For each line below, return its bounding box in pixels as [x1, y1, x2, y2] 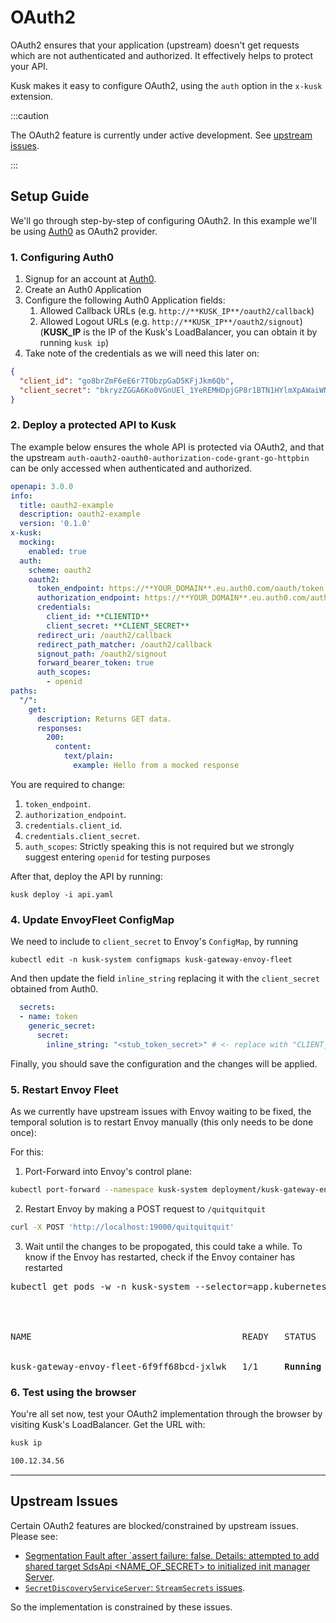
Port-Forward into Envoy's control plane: [24, 1165, 192, 1177]
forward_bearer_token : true [36, 658, 155, 668]
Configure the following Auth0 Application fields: [24, 294, 226, 306]
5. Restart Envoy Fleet [10, 1082, 119, 1096]
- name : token [19, 1012, 78, 1022]
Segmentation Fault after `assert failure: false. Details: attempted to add [24, 1549, 320, 1561]
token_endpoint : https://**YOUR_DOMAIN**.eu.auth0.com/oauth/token [36, 584, 325, 594]
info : [10, 491, 33, 501]
